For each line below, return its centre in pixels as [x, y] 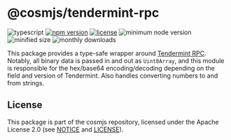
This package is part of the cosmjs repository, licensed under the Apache [113, 122]
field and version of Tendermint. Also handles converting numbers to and [113, 76]
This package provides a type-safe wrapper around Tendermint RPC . [107, 53]
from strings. [26, 83]
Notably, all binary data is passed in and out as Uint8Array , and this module [116, 60]
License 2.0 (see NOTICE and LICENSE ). [65, 129]
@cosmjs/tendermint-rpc [83, 13]
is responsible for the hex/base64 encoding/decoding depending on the [111, 68]
